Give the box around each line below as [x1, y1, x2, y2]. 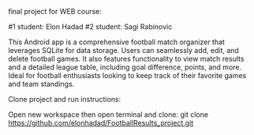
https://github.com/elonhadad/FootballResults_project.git [8, 118, 194, 127]
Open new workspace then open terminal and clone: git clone [8, 110, 209, 119]
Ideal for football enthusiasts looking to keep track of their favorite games [8, 71, 247, 80]
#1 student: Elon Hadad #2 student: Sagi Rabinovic [8, 22, 173, 31]
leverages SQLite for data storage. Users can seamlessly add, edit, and [8, 46, 239, 54]
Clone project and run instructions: [8, 95, 121, 103]
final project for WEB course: [8, 7, 103, 16]
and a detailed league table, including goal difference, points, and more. [8, 62, 242, 72]
